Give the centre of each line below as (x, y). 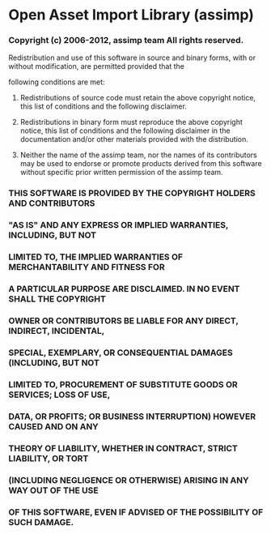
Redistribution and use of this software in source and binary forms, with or (132, 58)
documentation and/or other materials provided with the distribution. (134, 139)
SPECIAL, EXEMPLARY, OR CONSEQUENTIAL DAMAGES (121, 352)
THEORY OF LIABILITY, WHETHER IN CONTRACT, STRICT (123, 448)
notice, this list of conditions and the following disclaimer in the (125, 130)
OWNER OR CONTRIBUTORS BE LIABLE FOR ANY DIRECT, (123, 321)
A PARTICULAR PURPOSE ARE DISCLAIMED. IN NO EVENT (124, 289)
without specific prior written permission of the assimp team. (122, 173)
